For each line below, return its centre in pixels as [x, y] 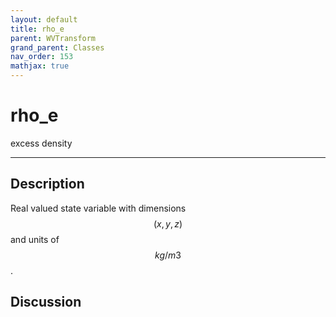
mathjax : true [40, 66]
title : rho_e [37, 29]
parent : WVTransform [53, 38]
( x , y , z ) [168, 223]
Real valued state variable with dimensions [98, 208]
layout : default [44, 19]
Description [47, 184]
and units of [35, 239]
